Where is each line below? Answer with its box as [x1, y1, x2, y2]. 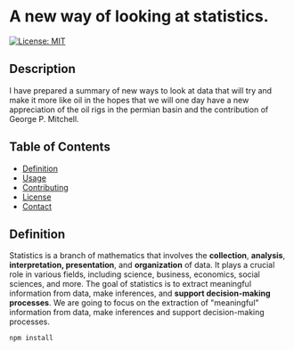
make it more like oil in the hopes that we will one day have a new [9, 94, 249, 105]
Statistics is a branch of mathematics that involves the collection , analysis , [9, 250, 286, 261]
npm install [9, 334, 53, 343]
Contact [21, 200, 52, 211]
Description [9, 61, 76, 77]
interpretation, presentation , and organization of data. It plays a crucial [9, 260, 275, 271]
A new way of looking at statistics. [9, 6, 269, 27]
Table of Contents [9, 140, 111, 155]
